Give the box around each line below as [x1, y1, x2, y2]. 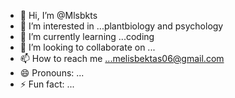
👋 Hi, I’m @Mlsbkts [19, 10, 98, 21]
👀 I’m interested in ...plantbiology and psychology [19, 20, 224, 32]
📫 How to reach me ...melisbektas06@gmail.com [19, 53, 225, 64]
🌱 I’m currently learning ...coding [19, 31, 155, 42]
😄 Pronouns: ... [19, 67, 85, 79]
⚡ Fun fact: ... [19, 78, 75, 90]
